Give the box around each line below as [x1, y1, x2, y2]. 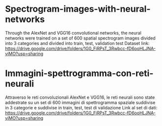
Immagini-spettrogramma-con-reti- [5, 68, 154, 79]
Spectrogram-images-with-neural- [5, 3, 151, 15]
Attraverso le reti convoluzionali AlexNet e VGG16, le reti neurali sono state [5, 94, 155, 100]
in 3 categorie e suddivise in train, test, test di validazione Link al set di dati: [5, 105, 158, 110]
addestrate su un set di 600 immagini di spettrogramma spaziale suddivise [5, 99, 156, 105]
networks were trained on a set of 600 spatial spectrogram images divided [5, 35, 156, 41]
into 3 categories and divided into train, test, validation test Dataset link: [5, 40, 150, 46]
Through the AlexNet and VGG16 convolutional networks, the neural [5, 30, 142, 36]
